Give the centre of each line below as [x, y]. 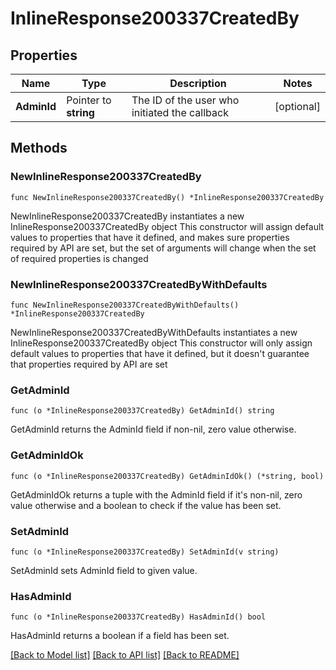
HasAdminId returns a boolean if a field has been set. [120, 636]
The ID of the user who [185, 100]
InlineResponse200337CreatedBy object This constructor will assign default [167, 226]
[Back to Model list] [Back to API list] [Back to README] [125, 655]
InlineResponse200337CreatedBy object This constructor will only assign [161, 343]
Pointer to [89, 100]
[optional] [297, 106]
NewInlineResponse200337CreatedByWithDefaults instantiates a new [154, 332]
